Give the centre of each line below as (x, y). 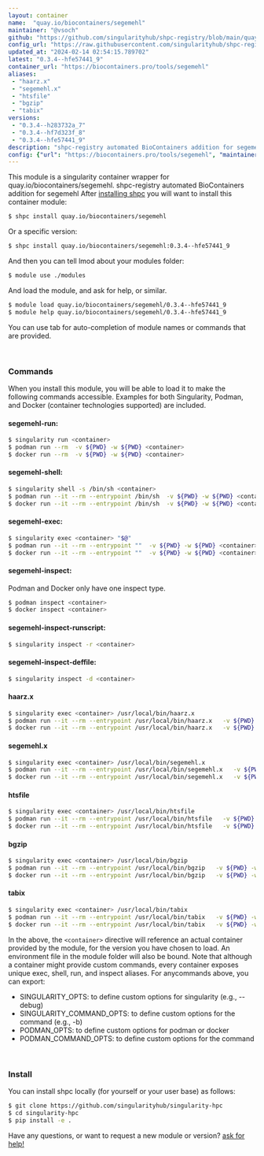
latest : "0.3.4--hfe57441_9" (56, 60)
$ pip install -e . (40, 1120)
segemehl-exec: (35, 521)
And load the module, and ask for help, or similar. (88, 290)
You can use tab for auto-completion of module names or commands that (127, 327)
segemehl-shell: (35, 472)
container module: (38, 202)
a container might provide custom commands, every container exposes (123, 965)
